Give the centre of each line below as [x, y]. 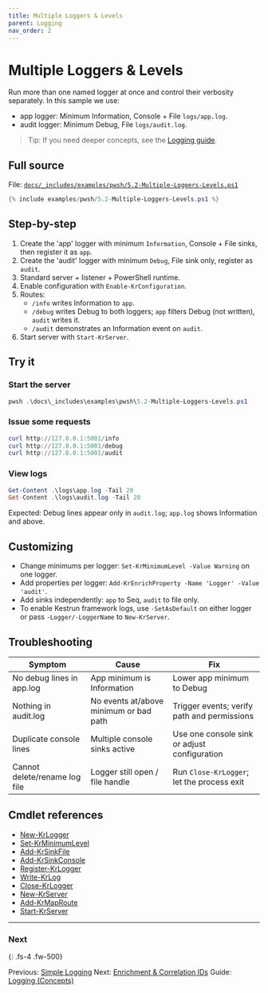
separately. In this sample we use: [64, 101]
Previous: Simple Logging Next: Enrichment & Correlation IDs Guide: [120, 972]
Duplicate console [46, 739]
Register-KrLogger [50, 868]
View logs [28, 474]
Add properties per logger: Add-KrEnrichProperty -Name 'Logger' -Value [140, 583]
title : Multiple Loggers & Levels [66, 16]
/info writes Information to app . [83, 303]
